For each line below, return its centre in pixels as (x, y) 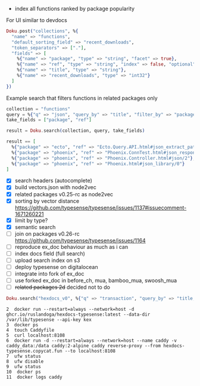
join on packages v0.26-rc (47, 234)
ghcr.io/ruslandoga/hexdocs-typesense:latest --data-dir (78, 315)
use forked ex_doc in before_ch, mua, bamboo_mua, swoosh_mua (96, 280)
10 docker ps (24, 372)
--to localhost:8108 (90, 351)
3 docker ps (22, 325)
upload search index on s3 (47, 260)
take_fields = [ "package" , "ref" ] (49, 120)
